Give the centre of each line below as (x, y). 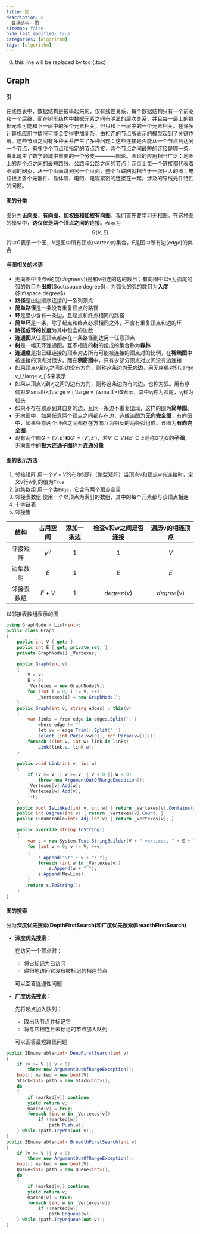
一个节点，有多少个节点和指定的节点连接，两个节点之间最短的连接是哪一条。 (100, 148)
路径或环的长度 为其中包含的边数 (54, 330)
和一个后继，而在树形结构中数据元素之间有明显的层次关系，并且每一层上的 (97, 119)
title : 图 (18, 12)
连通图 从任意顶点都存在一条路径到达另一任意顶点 (75, 338)
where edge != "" (60, 725)
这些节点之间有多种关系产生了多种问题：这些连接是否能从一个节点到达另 (105, 141)
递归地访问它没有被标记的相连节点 (65, 970)
